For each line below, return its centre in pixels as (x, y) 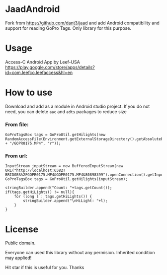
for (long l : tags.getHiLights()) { (53, 197)
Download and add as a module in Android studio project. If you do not (78, 106)
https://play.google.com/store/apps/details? (50, 67)
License (22, 229)
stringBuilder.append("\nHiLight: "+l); (65, 201)
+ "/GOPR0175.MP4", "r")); (33, 143)
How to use (29, 93)
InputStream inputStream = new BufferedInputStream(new (64, 166)
